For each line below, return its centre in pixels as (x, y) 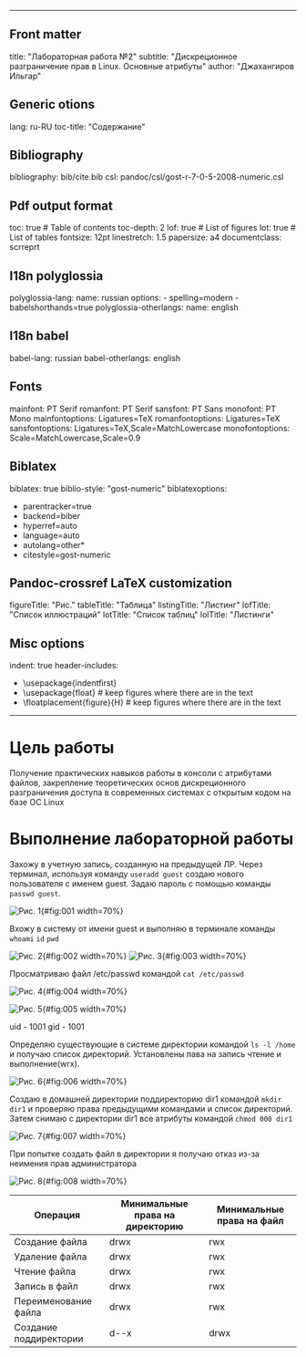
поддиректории (49, 1339)
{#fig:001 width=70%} (82, 911)
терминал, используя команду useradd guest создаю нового (127, 874)
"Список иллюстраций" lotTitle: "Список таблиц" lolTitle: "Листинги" (142, 615)
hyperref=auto (50, 525)
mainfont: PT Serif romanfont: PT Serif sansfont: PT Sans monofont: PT (143, 409)
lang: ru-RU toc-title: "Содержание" (77, 126)
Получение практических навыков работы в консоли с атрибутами (141, 773)
